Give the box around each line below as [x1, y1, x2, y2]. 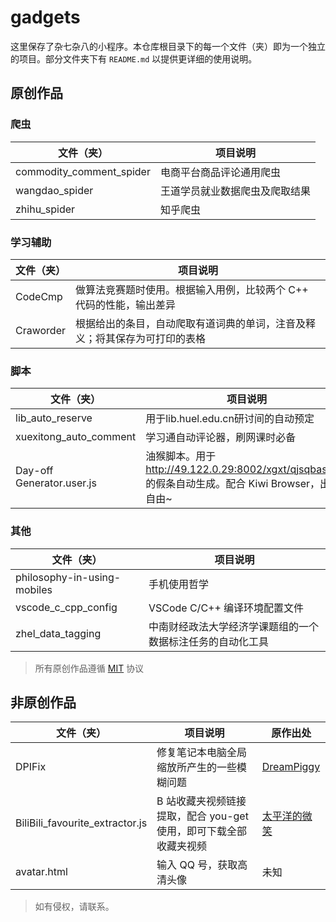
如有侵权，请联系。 [34, 901, 115, 913]
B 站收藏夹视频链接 [156, 794, 247, 808]
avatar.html [15, 865, 68, 879]
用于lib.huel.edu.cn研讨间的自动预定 [145, 412, 315, 426]
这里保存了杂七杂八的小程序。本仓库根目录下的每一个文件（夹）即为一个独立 [10, 40, 326, 52]
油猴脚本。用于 [145, 449, 217, 463]
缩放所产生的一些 [156, 761, 238, 775]
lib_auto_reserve [15, 411, 93, 425]
